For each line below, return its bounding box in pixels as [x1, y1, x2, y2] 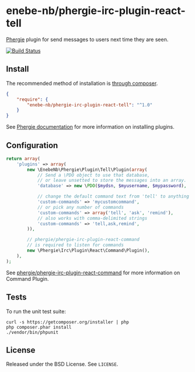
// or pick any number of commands [37, 204, 124, 210]
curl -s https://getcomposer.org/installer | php [6, 319, 130, 325]
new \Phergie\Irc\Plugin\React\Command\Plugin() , [27, 247, 150, 254]
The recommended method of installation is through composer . [6, 80, 158, 87]
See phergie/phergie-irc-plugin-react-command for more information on [6, 269, 180, 276]
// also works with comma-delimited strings [37, 215, 148, 221]
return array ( [6, 156, 41, 161]
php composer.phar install [6, 324, 72, 330]
